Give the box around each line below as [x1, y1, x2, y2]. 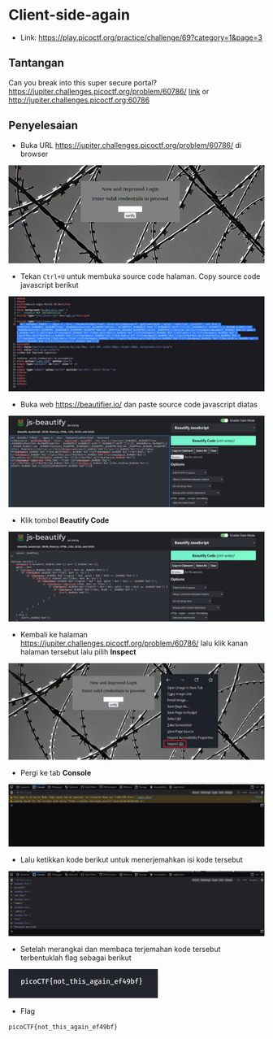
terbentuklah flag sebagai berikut [19, 953, 132, 963]
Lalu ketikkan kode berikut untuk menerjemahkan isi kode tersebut [19, 855, 244, 865]
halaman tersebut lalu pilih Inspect [19, 646, 136, 656]
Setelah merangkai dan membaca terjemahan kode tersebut [19, 945, 221, 954]
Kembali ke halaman [19, 629, 88, 639]
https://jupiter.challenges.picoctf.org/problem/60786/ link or [8, 86, 210, 96]
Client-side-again [8, 6, 130, 24]
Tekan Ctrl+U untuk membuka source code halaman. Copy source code [19, 272, 261, 281]
